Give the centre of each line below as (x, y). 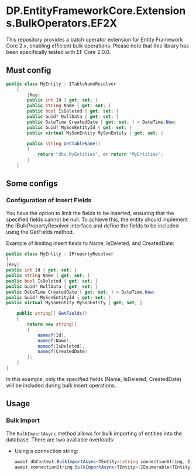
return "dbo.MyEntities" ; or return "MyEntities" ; (100, 154)
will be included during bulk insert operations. (61, 385)
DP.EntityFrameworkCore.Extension (96, 11)
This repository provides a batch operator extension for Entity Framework (94, 39)
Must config (29, 71)
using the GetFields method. (40, 232)
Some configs (32, 184)
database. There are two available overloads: (61, 439)
